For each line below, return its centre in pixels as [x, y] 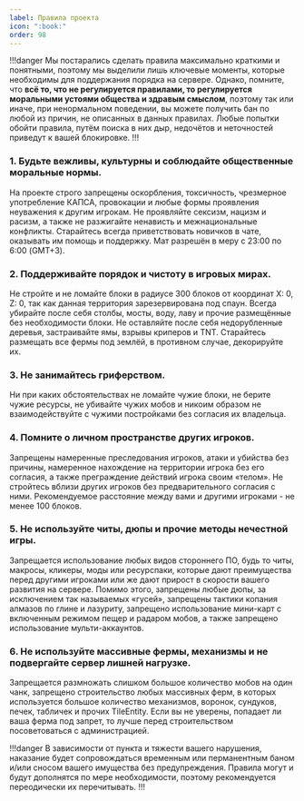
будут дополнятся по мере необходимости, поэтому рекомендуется [143, 777]
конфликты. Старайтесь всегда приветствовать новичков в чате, [135, 231]
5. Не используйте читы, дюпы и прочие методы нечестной [149, 529]
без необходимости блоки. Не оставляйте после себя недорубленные [146, 322]
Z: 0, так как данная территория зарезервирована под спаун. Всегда [143, 303]
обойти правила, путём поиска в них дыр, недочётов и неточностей [142, 128]
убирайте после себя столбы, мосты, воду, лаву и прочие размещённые [151, 312]
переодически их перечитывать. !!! [77, 787]
